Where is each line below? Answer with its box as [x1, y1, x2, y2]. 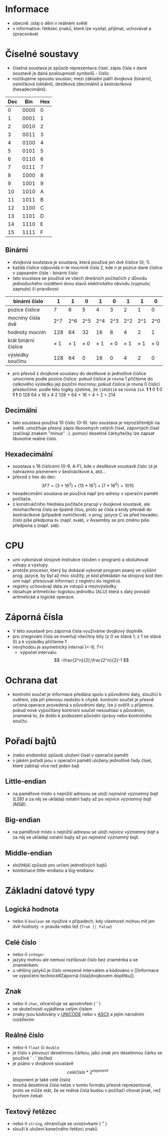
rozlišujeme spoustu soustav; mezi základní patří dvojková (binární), [12, 75, 152, 81]
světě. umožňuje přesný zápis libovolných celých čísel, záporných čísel [12, 425, 159, 431]
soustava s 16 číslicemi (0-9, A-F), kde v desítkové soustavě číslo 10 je [12, 463, 157, 469]
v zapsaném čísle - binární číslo [12, 270, 78, 276]
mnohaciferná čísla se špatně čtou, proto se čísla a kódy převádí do [12, 506, 152, 512]
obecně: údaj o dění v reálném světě [12, 20, 87, 26]
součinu [7, 357, 26, 364]
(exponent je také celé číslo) [12, 1077, 71, 1083]
